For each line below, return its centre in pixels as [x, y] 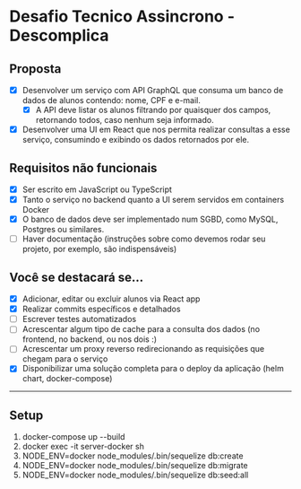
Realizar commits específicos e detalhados [101, 309]
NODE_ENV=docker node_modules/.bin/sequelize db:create [133, 456]
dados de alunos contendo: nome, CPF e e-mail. [112, 100]
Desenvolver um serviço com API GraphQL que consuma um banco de [153, 90]
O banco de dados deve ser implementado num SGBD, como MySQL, [150, 219]
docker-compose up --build [73, 437]
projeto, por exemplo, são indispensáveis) [99, 249]
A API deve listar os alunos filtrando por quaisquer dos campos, [153, 110]
